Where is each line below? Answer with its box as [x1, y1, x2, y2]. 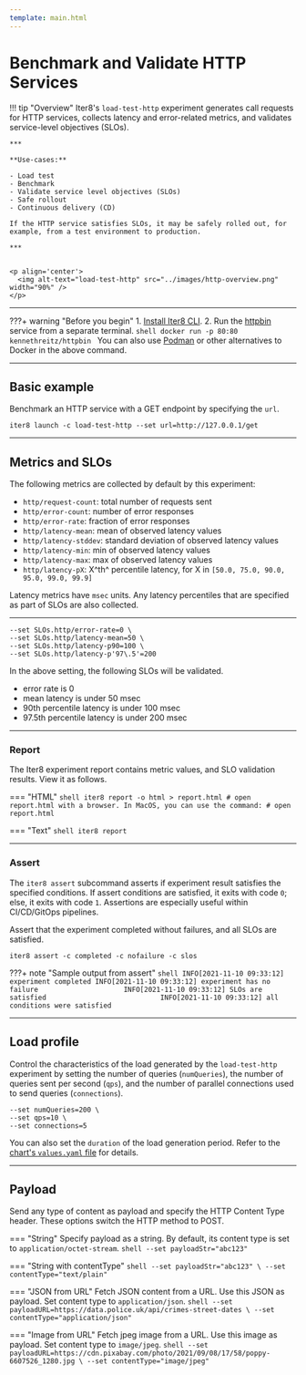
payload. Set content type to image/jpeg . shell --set [9, 1339, 209, 1350]
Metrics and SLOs [9, 454, 112, 470]
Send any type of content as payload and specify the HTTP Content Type [9, 1205, 285, 1217]
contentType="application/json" [9, 1314, 132, 1323]
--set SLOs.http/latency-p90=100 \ [9, 642, 145, 651]
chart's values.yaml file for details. [9, 1146, 139, 1158]
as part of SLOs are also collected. [9, 599, 139, 611]
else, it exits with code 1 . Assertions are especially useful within [9, 896, 249, 907]
